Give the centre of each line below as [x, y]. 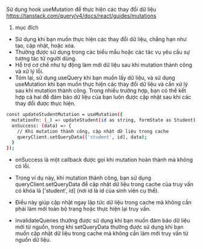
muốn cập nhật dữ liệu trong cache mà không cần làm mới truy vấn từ [101, 233]
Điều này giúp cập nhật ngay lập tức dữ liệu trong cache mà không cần [103, 202]
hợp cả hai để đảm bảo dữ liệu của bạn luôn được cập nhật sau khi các [103, 97]
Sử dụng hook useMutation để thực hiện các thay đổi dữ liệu [81, 9]
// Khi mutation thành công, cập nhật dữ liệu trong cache [93, 131]
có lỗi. [23, 166]
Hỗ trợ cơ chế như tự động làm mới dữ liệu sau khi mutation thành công [103, 65]
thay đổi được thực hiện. [45, 103]
